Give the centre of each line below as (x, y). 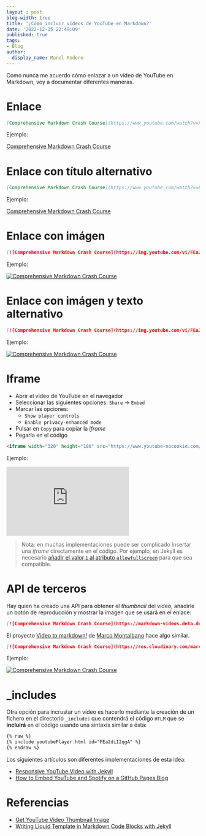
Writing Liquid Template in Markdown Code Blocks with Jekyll (93, 826)
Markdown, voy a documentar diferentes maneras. (70, 82)
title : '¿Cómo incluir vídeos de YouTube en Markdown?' (79, 23)
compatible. (36, 564)
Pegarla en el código (41, 435)
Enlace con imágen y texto (75, 301)
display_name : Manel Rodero (48, 58)
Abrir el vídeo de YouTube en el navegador (69, 396)
